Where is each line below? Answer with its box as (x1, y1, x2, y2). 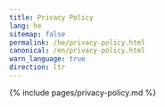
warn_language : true (9, 54, 87, 63)
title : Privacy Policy (9, 12, 94, 22)
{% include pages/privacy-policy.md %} (9, 86, 157, 98)
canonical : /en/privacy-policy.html (9, 46, 145, 55)
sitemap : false (9, 29, 66, 38)
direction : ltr (9, 63, 66, 72)
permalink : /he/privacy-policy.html (9, 37, 145, 47)
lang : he (9, 21, 42, 30)
